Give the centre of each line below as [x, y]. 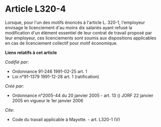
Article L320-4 [36, 9]
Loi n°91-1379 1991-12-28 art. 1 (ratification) [56, 76]
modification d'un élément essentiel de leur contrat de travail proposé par [79, 33]
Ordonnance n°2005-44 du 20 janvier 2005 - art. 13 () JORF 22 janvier [83, 95]
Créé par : [15, 86]
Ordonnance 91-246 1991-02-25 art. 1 [49, 71]
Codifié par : [17, 62]
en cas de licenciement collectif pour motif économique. [61, 43]
